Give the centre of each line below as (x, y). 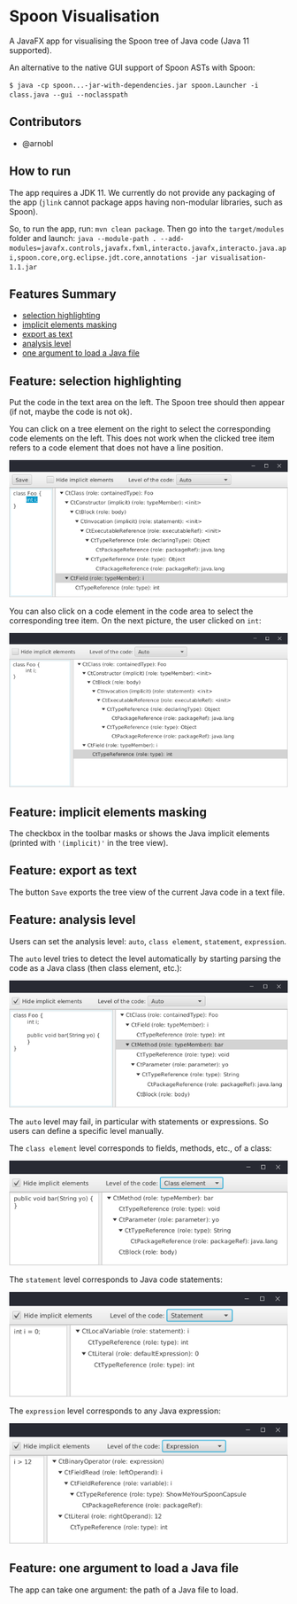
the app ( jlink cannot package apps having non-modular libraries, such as (146, 202)
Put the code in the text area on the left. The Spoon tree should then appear (147, 403)
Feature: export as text (73, 871)
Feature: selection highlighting (95, 381)
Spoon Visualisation (84, 16)
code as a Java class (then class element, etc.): (96, 967)
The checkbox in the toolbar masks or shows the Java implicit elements (139, 833)
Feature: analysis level (72, 920)
